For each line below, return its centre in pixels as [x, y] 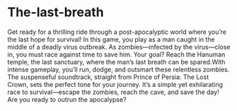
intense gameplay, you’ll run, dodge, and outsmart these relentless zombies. [118, 69]
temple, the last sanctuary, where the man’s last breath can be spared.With [116, 62]
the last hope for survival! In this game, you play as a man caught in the [111, 39]
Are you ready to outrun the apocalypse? [67, 99]
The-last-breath [56, 12]
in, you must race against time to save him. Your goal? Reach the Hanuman [116, 54]
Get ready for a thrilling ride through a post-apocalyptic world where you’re [117, 32]
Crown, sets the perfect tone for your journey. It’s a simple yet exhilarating [115, 84]
